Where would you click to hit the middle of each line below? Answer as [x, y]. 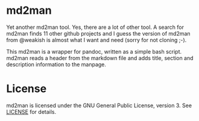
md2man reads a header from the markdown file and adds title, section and [100, 58]
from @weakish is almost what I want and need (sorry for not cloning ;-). [96, 40]
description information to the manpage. [56, 64]
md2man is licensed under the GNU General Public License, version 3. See [99, 105]
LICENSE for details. [31, 111]
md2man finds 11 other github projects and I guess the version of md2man [99, 33]
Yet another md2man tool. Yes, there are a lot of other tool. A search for [95, 27]
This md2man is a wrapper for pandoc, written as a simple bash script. [94, 51]
